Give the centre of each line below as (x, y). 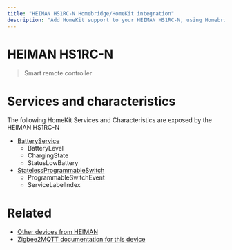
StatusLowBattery (53, 163)
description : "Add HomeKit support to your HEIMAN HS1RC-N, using (105, 20)
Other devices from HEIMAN (58, 232)
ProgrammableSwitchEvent (66, 177)
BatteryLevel (46, 148)
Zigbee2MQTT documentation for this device (81, 240)
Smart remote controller (58, 73)
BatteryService (38, 141)
